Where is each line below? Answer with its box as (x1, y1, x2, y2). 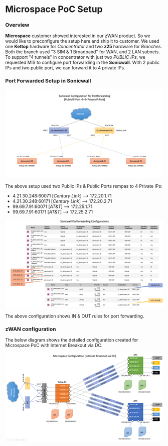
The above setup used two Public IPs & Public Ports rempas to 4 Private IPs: (5, 183, 162, 189)
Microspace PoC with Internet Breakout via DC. (5, 343, 103, 349)
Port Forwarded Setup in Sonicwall (5, 77, 91, 84)
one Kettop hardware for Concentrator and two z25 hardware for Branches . (5, 44, 162, 50)
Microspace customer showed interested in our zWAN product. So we (5, 33, 150, 39)
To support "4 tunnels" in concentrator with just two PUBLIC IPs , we (5, 54, 145, 60)
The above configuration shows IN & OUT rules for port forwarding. (5, 313, 144, 319)
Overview (5, 22, 30, 29)
